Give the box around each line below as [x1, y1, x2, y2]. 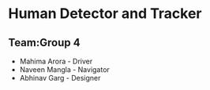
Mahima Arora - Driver [19, 56, 93, 66]
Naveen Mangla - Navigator [19, 65, 111, 74]
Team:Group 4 [8, 36, 81, 49]
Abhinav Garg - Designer [19, 74, 101, 82]
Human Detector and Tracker [8, 5, 202, 23]
